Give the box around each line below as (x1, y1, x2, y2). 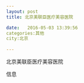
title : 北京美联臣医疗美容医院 (6, 14, 73, 20)
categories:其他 (6, 30, 44, 36)
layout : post (6, 8, 38, 15)
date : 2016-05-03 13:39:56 (6, 25, 78, 31)
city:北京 (6, 36, 28, 42)
